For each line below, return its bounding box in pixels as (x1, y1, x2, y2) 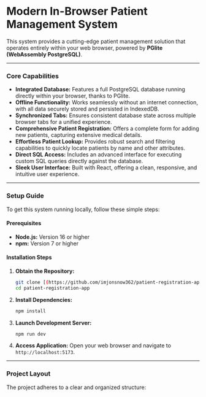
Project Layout (6, 369, 51, 378)
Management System (6, 17, 118, 31)
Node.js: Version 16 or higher (15, 233, 90, 241)
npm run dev (15, 331, 46, 337)
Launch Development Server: (15, 319, 92, 326)
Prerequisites (6, 220, 42, 227)
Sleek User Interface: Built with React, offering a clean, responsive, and (15, 164, 197, 171)
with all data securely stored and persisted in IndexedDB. (15, 106, 159, 113)
